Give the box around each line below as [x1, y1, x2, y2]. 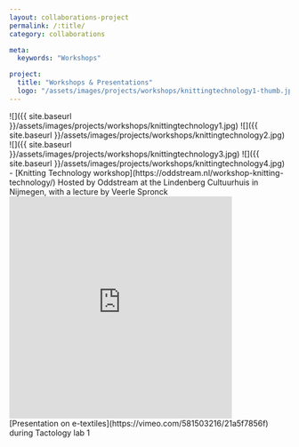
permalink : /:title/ [9, 21, 86, 30]
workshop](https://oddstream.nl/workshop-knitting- [93, 167, 284, 178]
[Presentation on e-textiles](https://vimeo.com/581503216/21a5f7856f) [9, 418, 269, 428]
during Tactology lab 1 [9, 427, 91, 438]
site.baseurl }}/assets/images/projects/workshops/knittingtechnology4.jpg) [9, 157, 286, 169]
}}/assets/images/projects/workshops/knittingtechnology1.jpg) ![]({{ [9, 120, 258, 131]
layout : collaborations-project [9, 12, 129, 22]
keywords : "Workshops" [17, 54, 101, 63]
